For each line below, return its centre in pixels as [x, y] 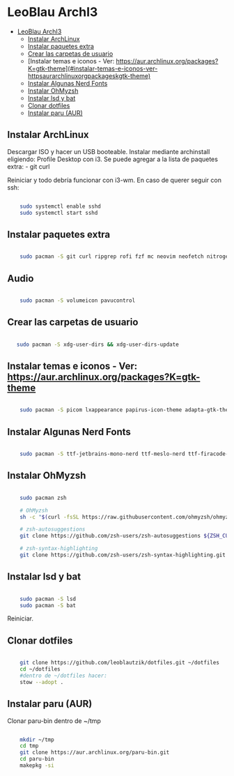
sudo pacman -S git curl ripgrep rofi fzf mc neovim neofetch [112, 257]
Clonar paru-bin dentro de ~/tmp [54, 721]
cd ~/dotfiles [40, 669]
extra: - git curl [29, 166]
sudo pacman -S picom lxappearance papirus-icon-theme [101, 410]
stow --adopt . [42, 682]
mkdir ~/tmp [37, 740]
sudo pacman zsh [44, 498]
